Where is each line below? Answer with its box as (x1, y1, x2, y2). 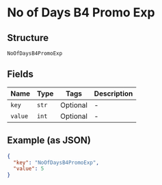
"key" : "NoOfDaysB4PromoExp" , (13, 159, 99, 166)
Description (94, 89, 133, 98)
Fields (7, 68, 34, 80)
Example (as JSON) (7, 134, 91, 146)
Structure (7, 32, 49, 44)
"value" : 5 (13, 165, 44, 172)
